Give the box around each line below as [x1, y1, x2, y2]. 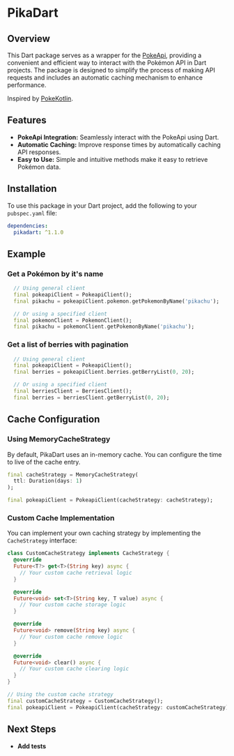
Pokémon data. [17, 162, 61, 171]
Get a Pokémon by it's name [7, 269, 104, 278]
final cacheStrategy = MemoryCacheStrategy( [7, 471, 139, 478]
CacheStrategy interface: [7, 536, 77, 545]
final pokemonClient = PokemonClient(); [13, 317, 132, 324]
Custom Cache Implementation [7, 513, 115, 522]
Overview [7, 33, 51, 45]
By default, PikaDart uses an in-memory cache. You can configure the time [7, 450, 222, 458]
